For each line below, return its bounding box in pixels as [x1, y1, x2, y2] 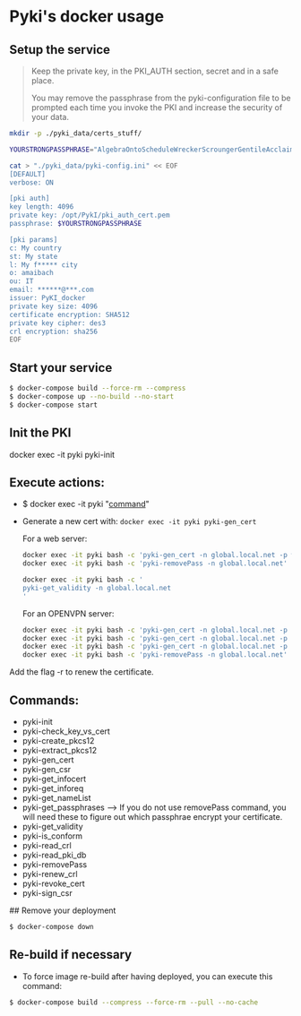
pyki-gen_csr [21, 764, 72, 774]
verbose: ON [9, 177, 54, 187]
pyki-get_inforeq [21, 783, 84, 794]
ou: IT [9, 277, 34, 286]
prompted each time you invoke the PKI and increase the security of [30, 102, 283, 113]
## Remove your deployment [9, 905, 116, 916]
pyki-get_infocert [21, 773, 87, 784]
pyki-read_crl [21, 840, 72, 850]
